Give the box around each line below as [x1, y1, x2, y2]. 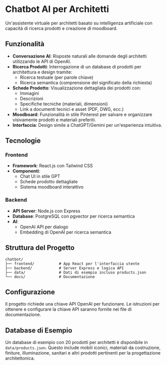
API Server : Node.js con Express [12, 208, 80, 214]
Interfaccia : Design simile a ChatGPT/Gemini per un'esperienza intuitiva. [12, 122, 162, 128]
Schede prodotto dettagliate [19, 179, 78, 185]
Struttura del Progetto [5, 244, 75, 252]
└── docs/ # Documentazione [5, 274, 95, 279]
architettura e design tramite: [12, 69, 72, 75]
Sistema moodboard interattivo [19, 184, 84, 190]
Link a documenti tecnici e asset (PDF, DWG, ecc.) [19, 106, 124, 112]
